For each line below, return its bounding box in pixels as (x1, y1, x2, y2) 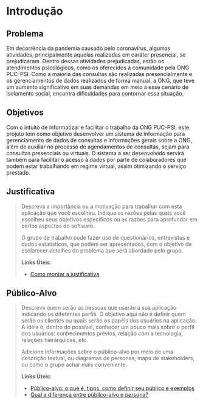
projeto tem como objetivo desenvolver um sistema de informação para (6, 130, 185, 138)
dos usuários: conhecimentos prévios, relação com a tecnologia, (21, 330, 184, 337)
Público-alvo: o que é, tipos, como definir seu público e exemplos (30, 385, 194, 392)
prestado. (6, 169, 30, 176)
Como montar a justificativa (30, 270, 100, 277)
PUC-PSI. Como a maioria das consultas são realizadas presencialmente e (6, 71, 193, 77)
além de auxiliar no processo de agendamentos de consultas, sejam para (6, 143, 190, 150)
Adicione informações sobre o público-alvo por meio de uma (21, 348, 174, 355)
